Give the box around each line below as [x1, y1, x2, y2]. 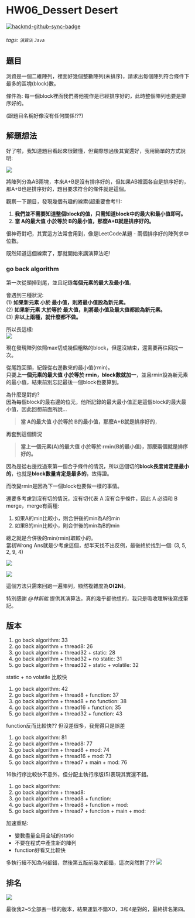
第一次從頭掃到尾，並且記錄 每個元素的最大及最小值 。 [6, 279, 135, 286]
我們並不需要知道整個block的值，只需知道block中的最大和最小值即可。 [14, 210, 186, 217]
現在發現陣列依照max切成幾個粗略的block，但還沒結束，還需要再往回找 [6, 344, 179, 351]
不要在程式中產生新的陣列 [14, 840, 77, 847]
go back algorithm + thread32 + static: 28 [14, 649, 116, 656]
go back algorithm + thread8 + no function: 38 [14, 698, 127, 705]
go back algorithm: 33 [14, 636, 69, 644]
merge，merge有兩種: [6, 502, 60, 509]
